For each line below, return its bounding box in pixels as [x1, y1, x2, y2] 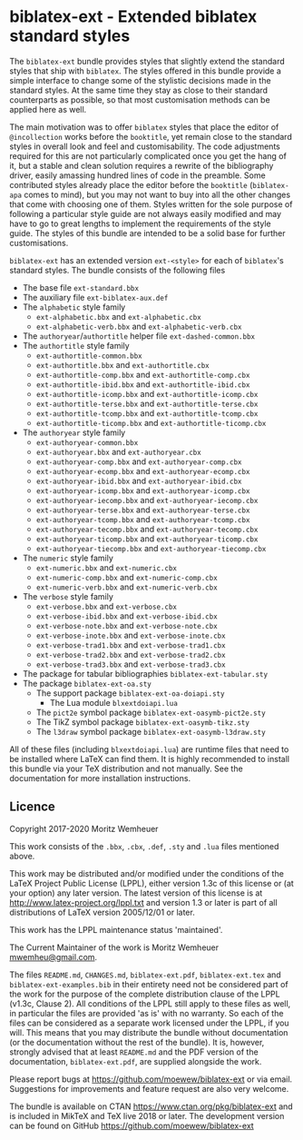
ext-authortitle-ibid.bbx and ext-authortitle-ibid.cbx [35, 379, 250, 390]
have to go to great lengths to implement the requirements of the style [9, 218, 272, 229]
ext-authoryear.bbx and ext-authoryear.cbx [35, 446, 201, 457]
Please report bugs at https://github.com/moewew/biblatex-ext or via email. [9, 1074, 293, 1085]
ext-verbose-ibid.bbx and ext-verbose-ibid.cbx [35, 610, 218, 621]
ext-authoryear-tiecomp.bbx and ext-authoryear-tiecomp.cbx [35, 542, 267, 553]
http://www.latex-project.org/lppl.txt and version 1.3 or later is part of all [9, 897, 279, 907]
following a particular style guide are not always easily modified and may [9, 208, 282, 219]
